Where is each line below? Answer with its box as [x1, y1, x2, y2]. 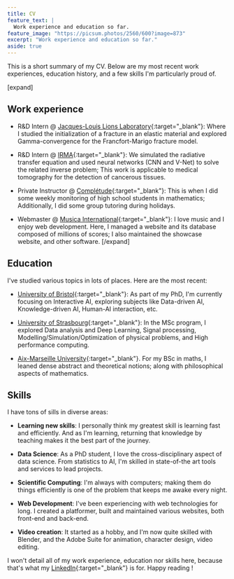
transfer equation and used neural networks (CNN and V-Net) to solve [17, 158, 219, 166]
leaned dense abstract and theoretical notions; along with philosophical [17, 362, 224, 370]
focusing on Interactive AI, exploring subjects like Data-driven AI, [17, 297, 205, 306]
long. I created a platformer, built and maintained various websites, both [17, 507, 225, 515]
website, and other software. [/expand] [17, 237, 131, 245]
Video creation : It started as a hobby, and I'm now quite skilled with [17, 528, 213, 536]
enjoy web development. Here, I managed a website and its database [17, 222, 217, 231]
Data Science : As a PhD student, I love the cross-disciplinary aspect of [17, 450, 222, 458]
